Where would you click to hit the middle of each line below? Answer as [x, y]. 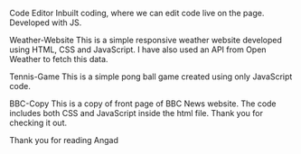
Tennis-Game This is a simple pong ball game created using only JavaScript [151, 77]
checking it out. [38, 122]
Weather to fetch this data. [59, 59]
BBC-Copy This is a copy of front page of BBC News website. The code [143, 104]
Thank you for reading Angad [64, 140]
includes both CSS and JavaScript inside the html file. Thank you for [136, 113]
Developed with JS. [46, 23]
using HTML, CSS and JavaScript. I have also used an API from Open [138, 50]
